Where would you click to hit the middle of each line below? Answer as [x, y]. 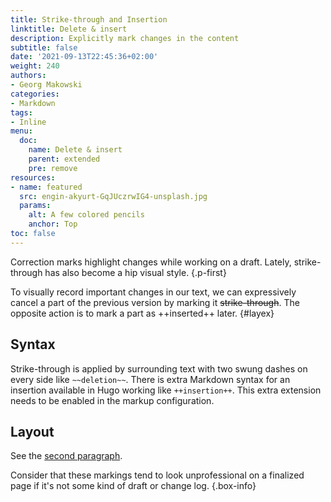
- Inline [28, 122]
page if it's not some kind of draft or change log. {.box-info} [133, 486]
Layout [32, 431]
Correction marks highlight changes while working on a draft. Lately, [151, 262]
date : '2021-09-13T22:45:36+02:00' [84, 57]
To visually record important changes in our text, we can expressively [153, 292]
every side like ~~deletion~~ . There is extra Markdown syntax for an [150, 379]
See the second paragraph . [66, 456]
